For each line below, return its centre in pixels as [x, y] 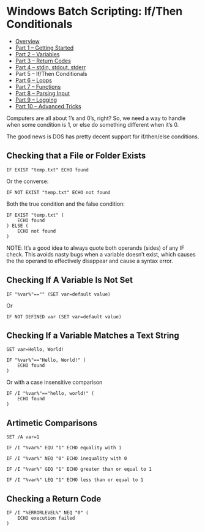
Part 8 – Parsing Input [43, 93]
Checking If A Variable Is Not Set [70, 280]
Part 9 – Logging [36, 100]
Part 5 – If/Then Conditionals [51, 73]
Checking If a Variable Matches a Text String [93, 335]
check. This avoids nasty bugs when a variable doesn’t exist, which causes [101, 254]
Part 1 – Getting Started [44, 48]
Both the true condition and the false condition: [66, 204]
